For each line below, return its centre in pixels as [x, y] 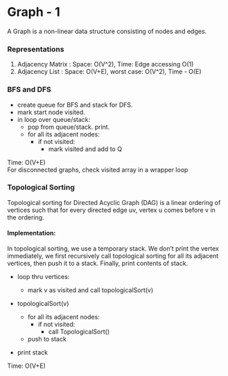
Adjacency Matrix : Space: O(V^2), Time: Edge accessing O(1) [105, 64]
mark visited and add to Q [85, 149]
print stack [33, 352]
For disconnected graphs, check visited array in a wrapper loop [98, 170]
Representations [36, 49]
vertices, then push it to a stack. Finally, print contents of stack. [98, 263]
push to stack [47, 339]
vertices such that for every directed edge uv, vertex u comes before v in [112, 210]
